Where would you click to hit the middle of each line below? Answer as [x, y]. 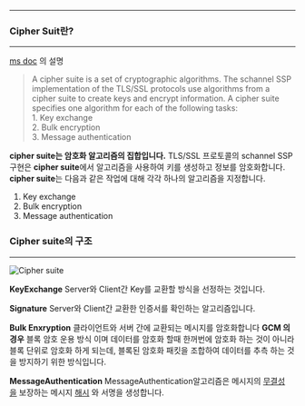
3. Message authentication [81, 137]
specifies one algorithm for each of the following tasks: [135, 108]
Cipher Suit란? [42, 31]
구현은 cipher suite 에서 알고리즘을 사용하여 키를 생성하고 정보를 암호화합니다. [148, 167]
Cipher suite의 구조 [51, 242]
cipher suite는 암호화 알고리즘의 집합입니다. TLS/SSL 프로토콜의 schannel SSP [151, 156]
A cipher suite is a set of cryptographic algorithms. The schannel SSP [162, 79]
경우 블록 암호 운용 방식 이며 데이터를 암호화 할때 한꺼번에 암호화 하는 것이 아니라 [152, 339]
